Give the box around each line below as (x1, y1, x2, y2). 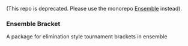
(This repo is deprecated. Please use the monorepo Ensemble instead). (6, 5, 182, 12)
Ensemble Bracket (6, 19, 61, 28)
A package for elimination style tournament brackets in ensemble (6, 33, 168, 40)
